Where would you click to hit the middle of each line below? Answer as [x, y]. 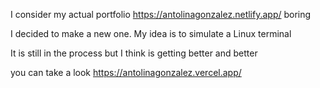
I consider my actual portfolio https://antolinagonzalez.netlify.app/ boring [161, 14]
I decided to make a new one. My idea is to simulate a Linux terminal [151, 33]
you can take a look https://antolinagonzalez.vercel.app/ [126, 72]
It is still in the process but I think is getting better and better [134, 53]
